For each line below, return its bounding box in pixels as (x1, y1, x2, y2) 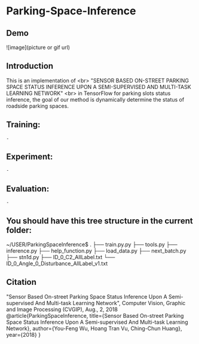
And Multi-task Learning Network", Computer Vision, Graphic (35, 299, 186, 306)
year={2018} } (6, 331, 41, 338)
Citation (6, 277, 37, 287)
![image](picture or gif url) (6, 44, 71, 51)
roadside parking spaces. (6, 102, 69, 109)
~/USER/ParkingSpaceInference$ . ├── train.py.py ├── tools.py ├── (6, 241, 177, 248)
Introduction (6, 61, 54, 71)
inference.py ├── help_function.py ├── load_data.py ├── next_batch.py (6, 247, 186, 254)
